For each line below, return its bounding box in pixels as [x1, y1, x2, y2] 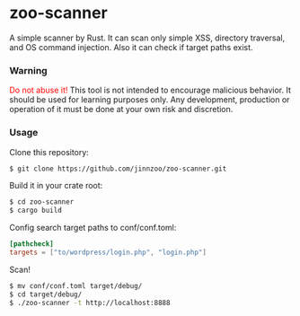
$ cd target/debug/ [9, 290, 83, 299]
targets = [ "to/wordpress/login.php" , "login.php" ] [9, 248, 207, 258]
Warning [9, 64, 48, 76]
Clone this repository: [9, 146, 90, 157]
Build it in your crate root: [9, 180, 103, 191]
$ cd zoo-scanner [9, 197, 75, 206]
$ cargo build [9, 206, 63, 215]
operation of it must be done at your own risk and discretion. [9, 104, 234, 115]
